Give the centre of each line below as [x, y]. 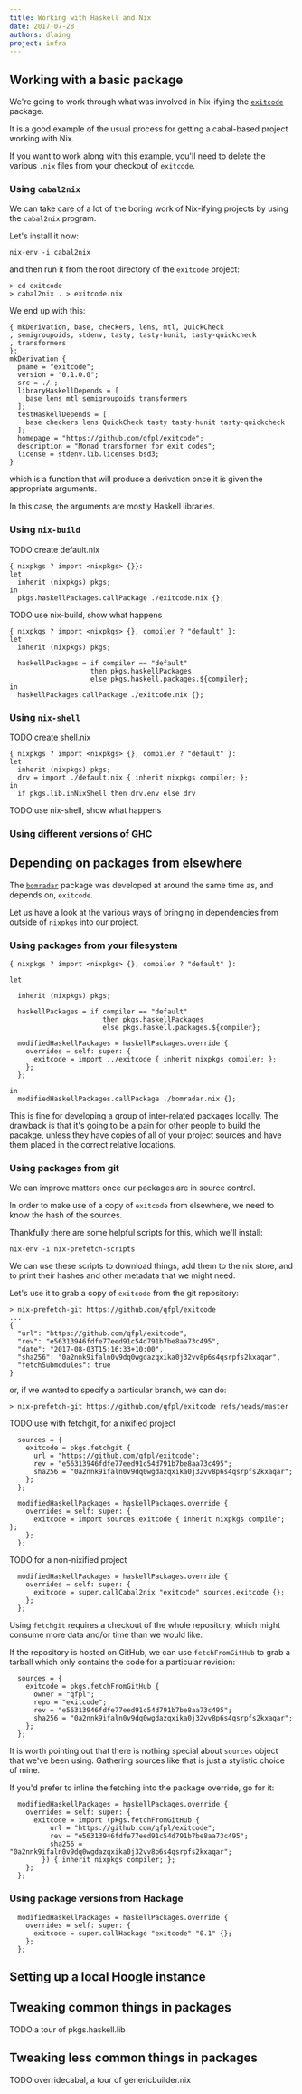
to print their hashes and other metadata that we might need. [123, 1275]
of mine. [25, 1770]
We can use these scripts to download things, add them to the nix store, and [151, 1266]
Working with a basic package [96, 79]
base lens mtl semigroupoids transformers [107, 399]
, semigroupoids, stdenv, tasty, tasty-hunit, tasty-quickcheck [133, 335]
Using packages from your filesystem [94, 945]
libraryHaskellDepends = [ [68, 391]
